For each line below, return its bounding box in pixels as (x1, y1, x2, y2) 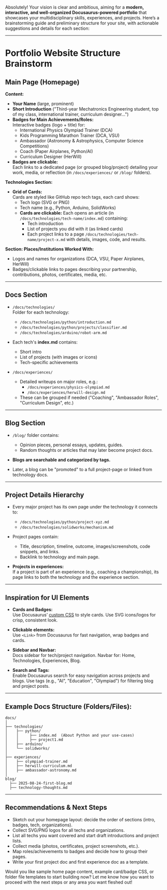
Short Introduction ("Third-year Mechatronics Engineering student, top (12, 106, 159, 112)
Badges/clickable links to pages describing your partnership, (12, 266, 137, 272)
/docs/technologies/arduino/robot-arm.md (19, 330, 107, 335)
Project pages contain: (12, 534, 59, 540)
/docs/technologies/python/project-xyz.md (19, 520, 109, 525)
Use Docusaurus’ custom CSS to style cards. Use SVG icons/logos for (12, 612, 156, 618)
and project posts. (12, 683, 50, 689)
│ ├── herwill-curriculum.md (5, 763, 72, 768)
